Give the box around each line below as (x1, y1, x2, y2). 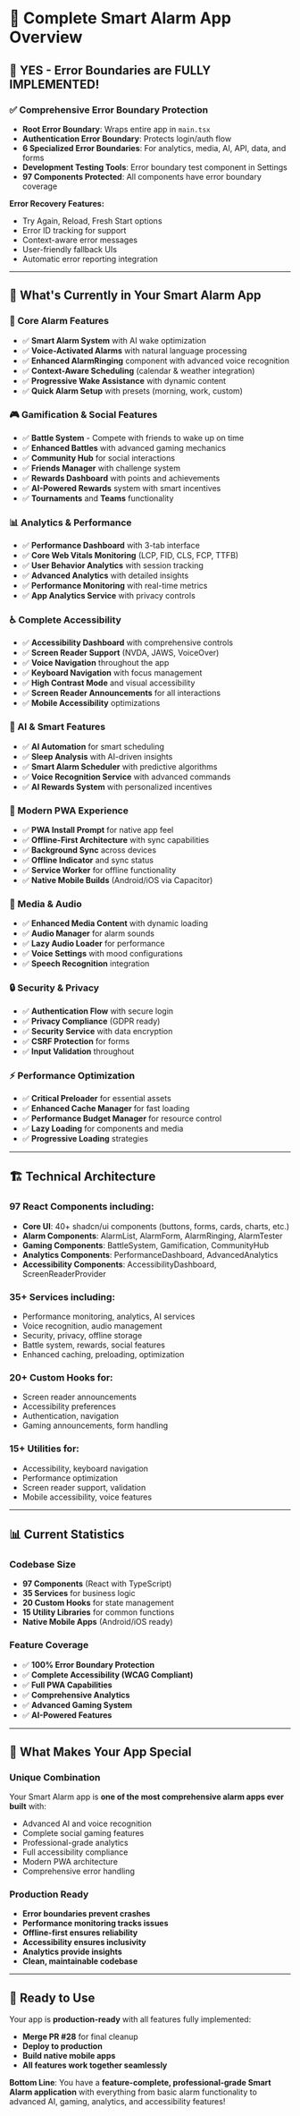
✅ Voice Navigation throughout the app (21, 658, 170, 668)
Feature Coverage (9, 1639, 89, 1652)
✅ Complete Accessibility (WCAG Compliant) (21, 1669, 194, 1680)
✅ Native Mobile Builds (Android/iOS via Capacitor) (21, 875, 213, 886)
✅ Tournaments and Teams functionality (21, 492, 174, 504)
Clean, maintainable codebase (21, 1956, 138, 1967)
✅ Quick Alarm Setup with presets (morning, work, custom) (21, 385, 244, 396)
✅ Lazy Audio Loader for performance (21, 939, 165, 949)
